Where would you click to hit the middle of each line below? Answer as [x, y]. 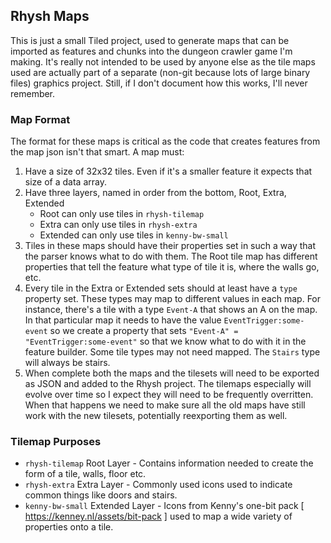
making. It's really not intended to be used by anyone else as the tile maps [163, 61]
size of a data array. [65, 182]
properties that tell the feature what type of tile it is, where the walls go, [172, 267]
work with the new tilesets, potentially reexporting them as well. [156, 416]
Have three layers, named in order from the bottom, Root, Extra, [155, 193]
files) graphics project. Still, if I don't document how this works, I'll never [159, 83]
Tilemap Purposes [56, 442]
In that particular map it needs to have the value [123, 320]
